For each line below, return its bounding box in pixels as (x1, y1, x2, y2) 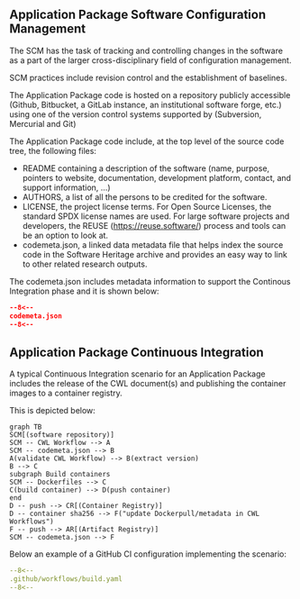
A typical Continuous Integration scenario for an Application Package (9, 368, 266, 379)
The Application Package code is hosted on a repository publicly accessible (9, 89, 291, 100)
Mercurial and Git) (9, 118, 77, 129)
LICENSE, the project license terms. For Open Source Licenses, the (22, 201, 272, 212)
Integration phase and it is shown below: (9, 286, 159, 296)
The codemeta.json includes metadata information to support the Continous (9, 276, 291, 286)
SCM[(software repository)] (9, 431, 115, 440)
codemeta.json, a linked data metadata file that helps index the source (22, 239, 284, 250)
